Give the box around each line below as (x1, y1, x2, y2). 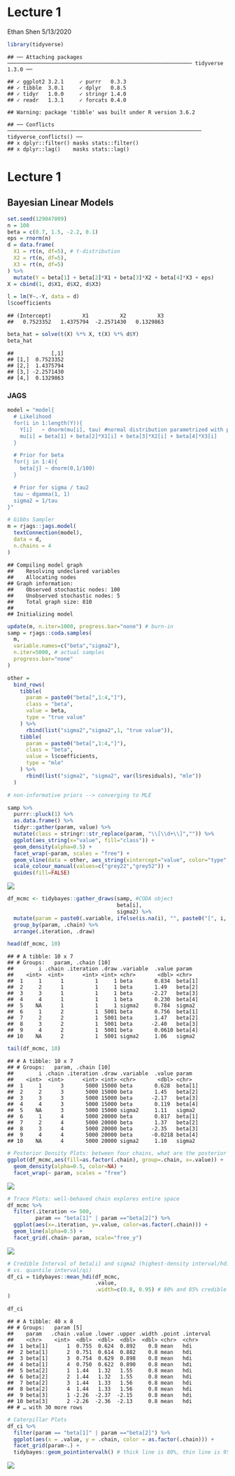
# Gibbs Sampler (7, 516, 55, 523)
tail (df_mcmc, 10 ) (7, 1045, 61, 1052)
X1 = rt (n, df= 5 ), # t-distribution (13, 248, 120, 255)
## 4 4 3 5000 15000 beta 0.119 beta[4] (7, 1101, 199, 1108)
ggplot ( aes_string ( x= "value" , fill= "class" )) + (13, 837, 155, 844)
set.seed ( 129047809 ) (7, 215, 68, 222)
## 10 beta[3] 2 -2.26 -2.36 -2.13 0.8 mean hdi (7, 1397, 192, 1404)
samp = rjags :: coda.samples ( (7, 629, 92, 637)
